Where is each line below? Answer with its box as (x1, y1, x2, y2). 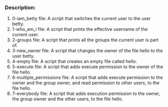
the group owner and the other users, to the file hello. (12, 96, 123, 102)
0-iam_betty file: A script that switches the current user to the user (12, 16, 151, 22)
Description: (5, 4, 36, 11)
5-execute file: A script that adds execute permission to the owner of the (12, 64, 163, 70)
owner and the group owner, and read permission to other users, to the (12, 80, 160, 86)
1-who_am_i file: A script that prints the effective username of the (12, 26, 148, 32)
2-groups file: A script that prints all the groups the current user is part (12, 37, 159, 43)
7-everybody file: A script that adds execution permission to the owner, (12, 90, 160, 97)
